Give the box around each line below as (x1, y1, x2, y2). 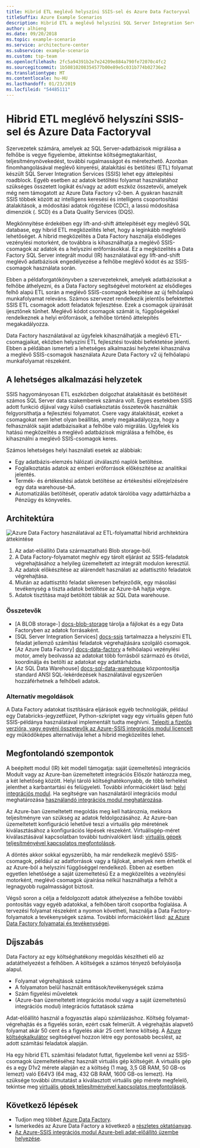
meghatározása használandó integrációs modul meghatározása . (6, 796, 164, 803)
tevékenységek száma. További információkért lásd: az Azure (39, 913, 190, 920)
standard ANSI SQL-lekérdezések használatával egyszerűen (14, 671, 162, 678)
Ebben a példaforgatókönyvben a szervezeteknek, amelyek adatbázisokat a (6, 275, 192, 283)
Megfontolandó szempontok (6, 748, 114, 759)
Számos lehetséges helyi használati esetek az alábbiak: (6, 446, 142, 454)
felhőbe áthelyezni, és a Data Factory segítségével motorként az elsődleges (6, 282, 192, 289)
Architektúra (6, 513, 55, 524)
